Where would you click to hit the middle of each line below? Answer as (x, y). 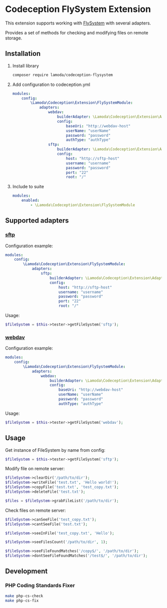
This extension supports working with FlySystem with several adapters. (78, 23)
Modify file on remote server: (35, 469)
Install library (26, 65)
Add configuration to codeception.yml (51, 84)
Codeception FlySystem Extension (78, 9)
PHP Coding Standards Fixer (40, 586)
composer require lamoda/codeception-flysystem (62, 75)
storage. (14, 38)
